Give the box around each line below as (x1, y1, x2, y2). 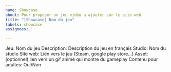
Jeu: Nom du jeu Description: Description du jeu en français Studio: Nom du (5, 45, 166, 51)
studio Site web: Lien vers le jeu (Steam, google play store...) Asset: (5, 51, 148, 57)
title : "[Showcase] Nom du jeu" (5, 17, 74, 22)
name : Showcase (5, 7, 38, 13)
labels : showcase (5, 22, 43, 27)
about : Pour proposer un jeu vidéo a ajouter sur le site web (5, 12, 141, 17)
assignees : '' (5, 27, 36, 32)
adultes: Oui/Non (5, 62, 41, 68)
